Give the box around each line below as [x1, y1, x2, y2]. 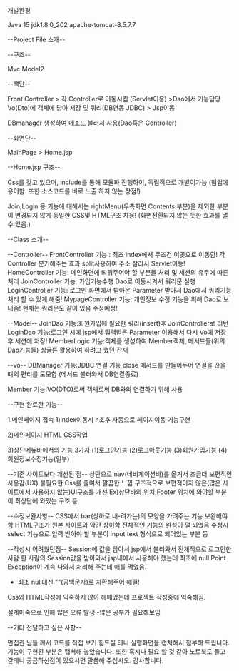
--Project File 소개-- [7, 35, 66, 44]
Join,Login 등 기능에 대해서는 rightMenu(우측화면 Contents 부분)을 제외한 [7, 202, 215, 211]
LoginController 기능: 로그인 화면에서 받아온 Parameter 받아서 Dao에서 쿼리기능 [7, 286, 232, 294]
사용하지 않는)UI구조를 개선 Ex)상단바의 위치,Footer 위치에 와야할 [31, 488, 214, 496]
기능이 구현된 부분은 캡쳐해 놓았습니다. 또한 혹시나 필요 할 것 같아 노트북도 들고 [7, 647, 226, 655]
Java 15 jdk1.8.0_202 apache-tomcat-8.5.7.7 [7, 21, 136, 29]
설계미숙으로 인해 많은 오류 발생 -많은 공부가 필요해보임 [7, 608, 161, 616]
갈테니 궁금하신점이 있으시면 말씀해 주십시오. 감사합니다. [7, 656, 164, 665]
